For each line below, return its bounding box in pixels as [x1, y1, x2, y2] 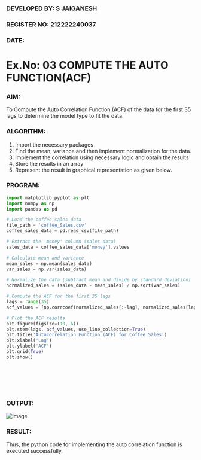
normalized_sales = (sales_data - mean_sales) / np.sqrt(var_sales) [6, 282, 181, 288]
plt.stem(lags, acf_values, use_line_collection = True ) [6, 326, 146, 333]
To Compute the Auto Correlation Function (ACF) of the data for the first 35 [6, 106, 191, 113]
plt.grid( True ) [6, 349, 44, 355]
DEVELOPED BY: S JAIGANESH [6, 4, 98, 13]
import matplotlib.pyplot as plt [6, 194, 90, 201]
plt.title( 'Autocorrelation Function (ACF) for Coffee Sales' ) [6, 332, 167, 338]
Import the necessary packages [14, 141, 94, 148]
